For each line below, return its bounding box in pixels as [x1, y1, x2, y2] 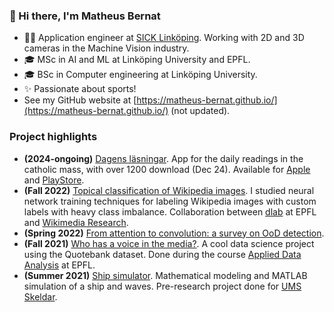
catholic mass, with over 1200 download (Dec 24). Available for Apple [23, 163, 311, 175]
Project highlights [9, 130, 98, 144]
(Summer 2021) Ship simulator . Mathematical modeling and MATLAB [23, 269, 308, 281]
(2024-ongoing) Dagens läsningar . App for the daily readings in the [23, 152, 304, 164]
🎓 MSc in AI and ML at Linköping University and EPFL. [23, 54, 251, 66]
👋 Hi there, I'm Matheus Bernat [9, 9, 161, 23]
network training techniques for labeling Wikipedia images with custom [23, 195, 317, 207]
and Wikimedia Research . [23, 216, 129, 228]
